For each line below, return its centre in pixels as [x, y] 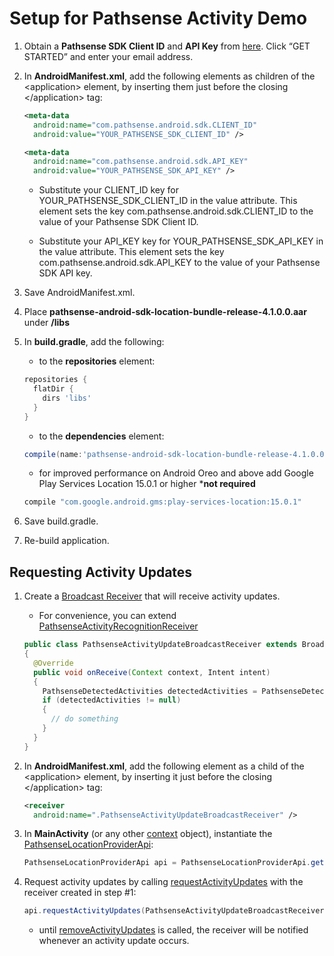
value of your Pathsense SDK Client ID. [118, 222]
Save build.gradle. [61, 521]
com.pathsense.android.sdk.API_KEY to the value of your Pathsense [179, 263]
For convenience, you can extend [107, 616]
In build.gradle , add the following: [94, 342]
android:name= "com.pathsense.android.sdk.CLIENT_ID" [145, 125]
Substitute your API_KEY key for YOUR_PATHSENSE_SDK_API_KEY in [181, 241]
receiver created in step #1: [80, 893]
